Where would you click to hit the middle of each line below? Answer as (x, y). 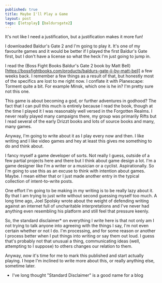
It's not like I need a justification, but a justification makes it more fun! (74, 37)
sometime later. (20, 266)
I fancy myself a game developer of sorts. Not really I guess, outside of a (77, 156)
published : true (21, 9)
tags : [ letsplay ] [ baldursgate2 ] (39, 23)
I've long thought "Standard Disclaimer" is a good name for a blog (78, 275)
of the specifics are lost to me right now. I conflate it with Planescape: (74, 81)
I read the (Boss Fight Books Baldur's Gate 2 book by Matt (63, 66)
